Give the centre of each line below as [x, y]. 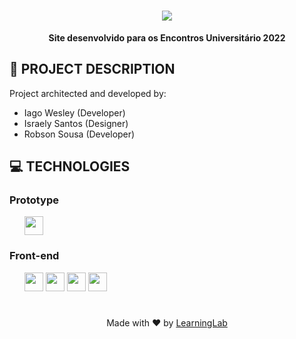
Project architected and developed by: [88, 93]
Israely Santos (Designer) [76, 123]
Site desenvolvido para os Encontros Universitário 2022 [167, 37]
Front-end [34, 256]
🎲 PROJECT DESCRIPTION [92, 69]
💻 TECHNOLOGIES [70, 166]
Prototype [34, 200]
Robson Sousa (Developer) [79, 134]
